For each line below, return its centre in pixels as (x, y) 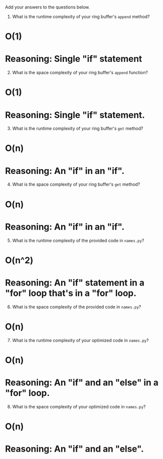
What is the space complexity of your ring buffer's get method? (76, 184)
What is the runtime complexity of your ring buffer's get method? (78, 129)
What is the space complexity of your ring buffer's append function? (80, 73)
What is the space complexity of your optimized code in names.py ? (79, 406)
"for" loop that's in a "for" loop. (71, 293)
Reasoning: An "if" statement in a (75, 283)
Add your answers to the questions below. (47, 7)
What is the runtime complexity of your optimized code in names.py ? (81, 340)
